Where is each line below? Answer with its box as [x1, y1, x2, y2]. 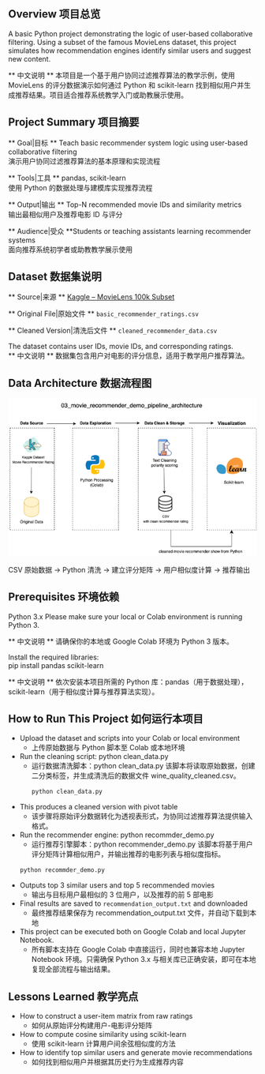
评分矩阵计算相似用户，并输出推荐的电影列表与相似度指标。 [31, 850, 226, 859]
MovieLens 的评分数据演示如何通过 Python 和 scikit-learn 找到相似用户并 [8, 80, 244, 89]
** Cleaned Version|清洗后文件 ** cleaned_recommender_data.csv [8, 326, 218, 336]
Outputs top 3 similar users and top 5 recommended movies [19, 881, 215, 890]
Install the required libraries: [8, 652, 99, 662]
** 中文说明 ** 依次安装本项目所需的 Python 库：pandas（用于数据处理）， [8, 677, 248, 686]
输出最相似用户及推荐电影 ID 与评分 [8, 209, 123, 219]
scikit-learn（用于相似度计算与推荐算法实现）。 [8, 686, 159, 697]
